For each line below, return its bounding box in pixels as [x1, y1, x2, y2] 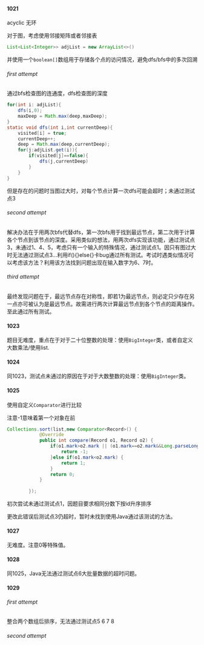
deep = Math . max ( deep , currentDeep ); [18, 142, 111, 148]
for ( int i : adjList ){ [7, 102, 62, 108]
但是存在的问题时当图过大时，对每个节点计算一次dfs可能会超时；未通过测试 [7, 187, 196, 194]
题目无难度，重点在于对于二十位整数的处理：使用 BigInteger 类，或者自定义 [7, 336, 193, 344]
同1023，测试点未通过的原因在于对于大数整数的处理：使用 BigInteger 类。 [7, 372, 189, 380]
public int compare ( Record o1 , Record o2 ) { [39, 437, 154, 443]
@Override [39, 432, 64, 438]
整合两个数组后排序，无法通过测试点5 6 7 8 [7, 618, 114, 625]
